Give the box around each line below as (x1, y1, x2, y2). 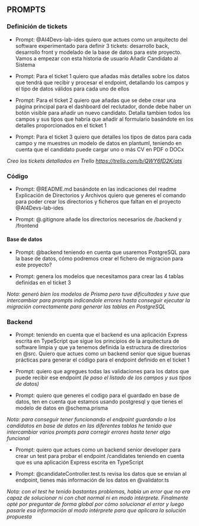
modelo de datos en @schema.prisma (15, 405, 108, 412)
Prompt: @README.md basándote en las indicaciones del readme (15, 185, 177, 192)
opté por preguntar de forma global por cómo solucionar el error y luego (7, 501, 184, 508)
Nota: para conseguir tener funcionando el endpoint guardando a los (7, 416, 176, 423)
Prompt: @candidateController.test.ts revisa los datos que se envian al (15, 470, 187, 477)
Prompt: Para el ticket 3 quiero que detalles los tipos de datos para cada (15, 133, 192, 140)
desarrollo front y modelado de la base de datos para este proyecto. (15, 49, 182, 56)
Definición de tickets (7, 22, 68, 31)
